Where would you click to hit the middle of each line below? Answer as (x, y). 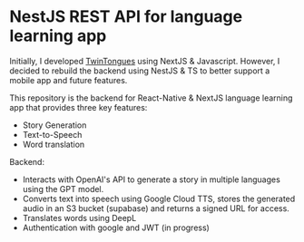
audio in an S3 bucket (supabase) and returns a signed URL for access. (156, 208)
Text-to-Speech (52, 134)
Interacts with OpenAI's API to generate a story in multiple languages (152, 179)
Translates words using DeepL (79, 218)
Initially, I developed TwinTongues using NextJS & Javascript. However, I (145, 61)
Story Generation (54, 125)
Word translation (54, 144)
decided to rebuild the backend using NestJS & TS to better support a (140, 71)
